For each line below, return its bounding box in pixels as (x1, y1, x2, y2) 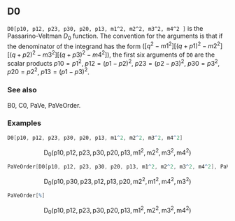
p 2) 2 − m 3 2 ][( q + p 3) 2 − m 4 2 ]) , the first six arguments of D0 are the (22, 49, 215, 59)
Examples (7, 118, 42, 128)
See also (7, 85, 37, 95)
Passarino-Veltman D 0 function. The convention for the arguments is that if (7, 31, 223, 41)
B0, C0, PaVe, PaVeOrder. (7, 101, 81, 109)
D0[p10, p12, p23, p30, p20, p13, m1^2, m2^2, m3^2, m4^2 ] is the (7, 24, 204, 32)
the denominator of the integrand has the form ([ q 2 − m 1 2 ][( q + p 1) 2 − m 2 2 (7, 41, 220, 50)
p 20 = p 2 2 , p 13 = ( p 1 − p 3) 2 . (7, 66, 90, 76)
